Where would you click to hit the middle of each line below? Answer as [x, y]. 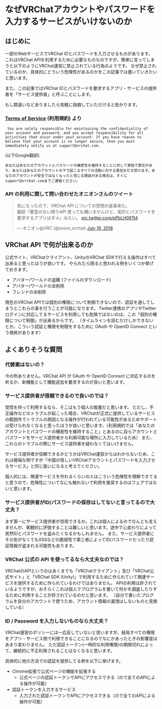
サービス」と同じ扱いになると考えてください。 [56, 466]
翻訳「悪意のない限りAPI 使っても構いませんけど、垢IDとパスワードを [86, 212]
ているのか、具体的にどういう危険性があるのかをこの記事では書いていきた [79, 72]
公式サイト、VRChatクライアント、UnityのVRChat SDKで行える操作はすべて [81, 257]
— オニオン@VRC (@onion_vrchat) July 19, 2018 [65, 228]
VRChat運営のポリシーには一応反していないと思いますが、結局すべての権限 [80, 633]
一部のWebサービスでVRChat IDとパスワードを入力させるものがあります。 [79, 54]
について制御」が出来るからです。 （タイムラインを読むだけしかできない [81, 321]
